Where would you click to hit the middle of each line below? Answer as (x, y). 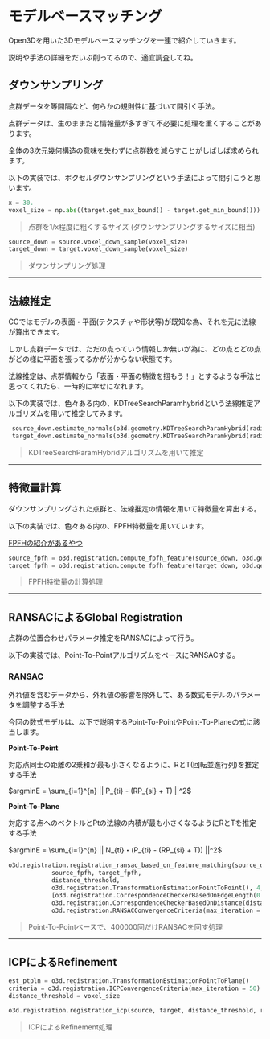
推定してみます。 (99, 413)
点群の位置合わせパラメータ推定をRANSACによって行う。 (103, 638)
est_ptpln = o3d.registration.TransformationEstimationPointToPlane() (129, 981)
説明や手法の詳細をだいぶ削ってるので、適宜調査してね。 (103, 57)
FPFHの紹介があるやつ (45, 543)
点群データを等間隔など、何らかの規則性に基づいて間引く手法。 (114, 106)
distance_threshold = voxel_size (64, 996)
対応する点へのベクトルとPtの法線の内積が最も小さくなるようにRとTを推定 (133, 823)
